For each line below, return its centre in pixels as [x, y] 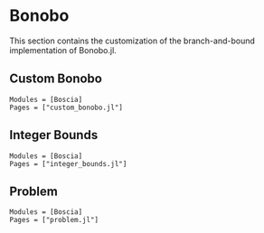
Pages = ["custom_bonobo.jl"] [66, 107]
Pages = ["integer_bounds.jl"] [68, 163]
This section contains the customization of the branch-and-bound [132, 41]
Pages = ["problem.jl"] [54, 220]
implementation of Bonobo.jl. [63, 50]
